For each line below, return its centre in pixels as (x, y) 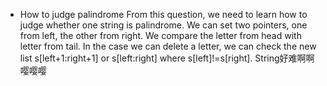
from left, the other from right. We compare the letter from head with (160, 35)
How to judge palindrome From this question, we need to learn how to (163, 14)
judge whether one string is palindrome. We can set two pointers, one (163, 25)
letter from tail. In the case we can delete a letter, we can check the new (168, 46)
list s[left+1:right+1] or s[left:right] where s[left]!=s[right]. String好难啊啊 (167, 58)
